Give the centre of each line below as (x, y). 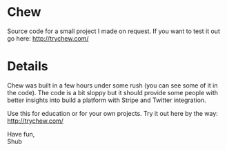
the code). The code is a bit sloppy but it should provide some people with (113, 92)
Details (28, 67)
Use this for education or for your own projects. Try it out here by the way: (113, 113)
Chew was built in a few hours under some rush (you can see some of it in (113, 85)
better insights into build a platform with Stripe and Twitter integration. (107, 100)
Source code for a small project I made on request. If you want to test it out (114, 31)
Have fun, (21, 134)
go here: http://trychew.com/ (48, 38)
